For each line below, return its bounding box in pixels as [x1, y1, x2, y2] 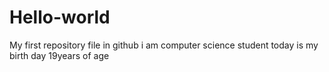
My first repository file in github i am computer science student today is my [9, 39, 319, 51]
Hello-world [9, 6, 111, 29]
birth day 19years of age [9, 49, 110, 61]
